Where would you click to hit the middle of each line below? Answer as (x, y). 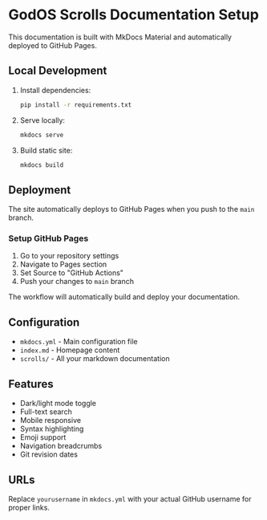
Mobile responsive (51, 420)
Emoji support (43, 437)
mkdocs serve (42, 135)
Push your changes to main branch (77, 282)
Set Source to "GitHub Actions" (72, 273)
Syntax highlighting (52, 429)
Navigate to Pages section (63, 264)
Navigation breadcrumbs (61, 446)
